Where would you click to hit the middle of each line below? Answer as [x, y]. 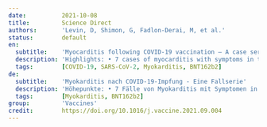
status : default [48, 37]
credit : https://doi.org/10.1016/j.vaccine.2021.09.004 [115, 111]
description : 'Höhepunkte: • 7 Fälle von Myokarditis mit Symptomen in [137, 89]
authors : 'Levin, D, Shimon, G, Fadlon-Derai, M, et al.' [117, 30]
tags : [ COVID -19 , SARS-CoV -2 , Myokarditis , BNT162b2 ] [119, 67]
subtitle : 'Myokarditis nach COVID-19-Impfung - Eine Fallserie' [131, 81]
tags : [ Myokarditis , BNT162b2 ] [80, 96]
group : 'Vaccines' [53, 103]
